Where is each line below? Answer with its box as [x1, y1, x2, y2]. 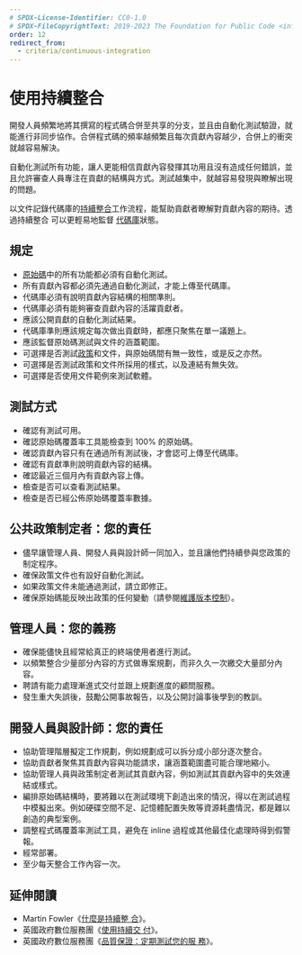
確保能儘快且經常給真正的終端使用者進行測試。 [22, 646, 196, 658]
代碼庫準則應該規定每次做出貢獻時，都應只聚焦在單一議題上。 [22, 325, 252, 336]
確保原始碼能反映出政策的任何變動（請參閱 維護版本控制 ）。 [22, 592, 240, 603]
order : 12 [9, 30, 47, 39]
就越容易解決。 [9, 142, 65, 153]
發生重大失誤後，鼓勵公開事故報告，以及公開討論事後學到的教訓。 [22, 691, 267, 703]
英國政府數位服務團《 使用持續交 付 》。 [22, 924, 164, 935]
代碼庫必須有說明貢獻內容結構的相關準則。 [22, 291, 181, 302]
